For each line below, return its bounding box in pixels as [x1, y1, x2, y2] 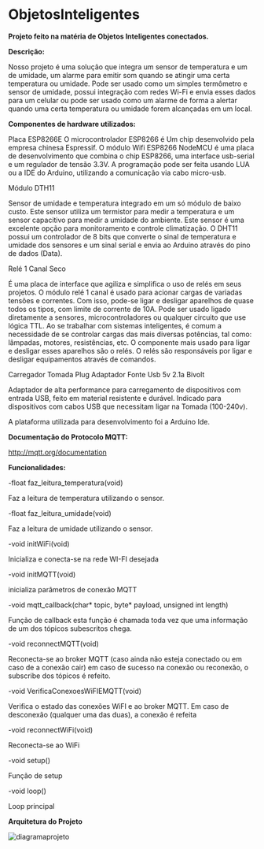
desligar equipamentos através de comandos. [8, 354, 156, 364]
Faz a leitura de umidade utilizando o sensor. [8, 524, 153, 533]
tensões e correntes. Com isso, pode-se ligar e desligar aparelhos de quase [8, 295, 254, 305]
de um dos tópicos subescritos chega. [8, 624, 132, 633]
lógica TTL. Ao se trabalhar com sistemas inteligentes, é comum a [8, 321, 222, 330]
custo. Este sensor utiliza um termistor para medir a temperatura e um [8, 206, 235, 216]
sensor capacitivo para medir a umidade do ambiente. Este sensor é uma [8, 215, 245, 224]
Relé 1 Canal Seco [8, 264, 67, 273]
